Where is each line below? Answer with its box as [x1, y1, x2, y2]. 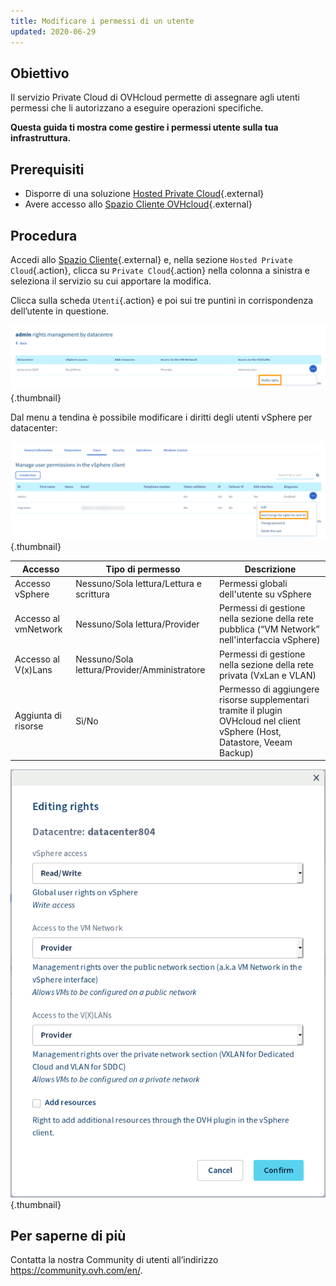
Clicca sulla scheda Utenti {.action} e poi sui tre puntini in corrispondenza [10, 294, 314, 306]
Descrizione [244, 563, 297, 575]
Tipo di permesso [105, 563, 181, 575]
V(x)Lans [14, 664, 53, 676]
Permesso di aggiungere [218, 683, 320, 695]
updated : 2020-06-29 [10, 26, 97, 37]
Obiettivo [10, 65, 70, 82]
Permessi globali [218, 578, 288, 590]
